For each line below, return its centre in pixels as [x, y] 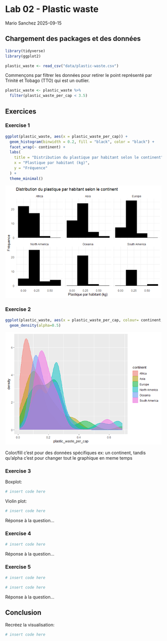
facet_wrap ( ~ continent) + [38, 147]
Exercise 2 [18, 309]
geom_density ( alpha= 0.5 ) [35, 325]
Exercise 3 [18, 471]
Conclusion [23, 613]
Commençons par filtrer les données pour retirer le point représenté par [79, 75]
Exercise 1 [18, 125]
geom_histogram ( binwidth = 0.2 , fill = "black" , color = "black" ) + [82, 142]
